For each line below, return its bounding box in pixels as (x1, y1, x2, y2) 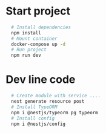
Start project (5, 4, 71, 18)
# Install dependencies (11, 24, 71, 30)
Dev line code (5, 73, 76, 86)
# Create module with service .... (11, 92, 101, 99)
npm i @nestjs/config (11, 121, 66, 127)
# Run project (11, 47, 47, 53)
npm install (11, 30, 42, 36)
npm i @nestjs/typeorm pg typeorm (11, 109, 98, 115)
